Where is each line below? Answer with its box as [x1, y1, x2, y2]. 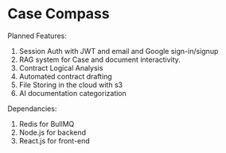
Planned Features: [7, 31, 67, 40]
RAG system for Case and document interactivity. [18, 55, 181, 64]
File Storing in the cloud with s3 [18, 80, 123, 90]
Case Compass [7, 5, 110, 23]
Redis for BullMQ [18, 119, 75, 128]
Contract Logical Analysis [18, 63, 103, 72]
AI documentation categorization [18, 88, 127, 98]
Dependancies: [7, 104, 57, 113]
